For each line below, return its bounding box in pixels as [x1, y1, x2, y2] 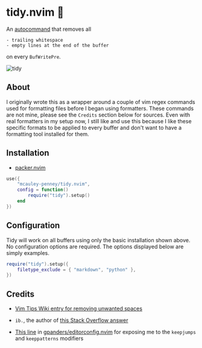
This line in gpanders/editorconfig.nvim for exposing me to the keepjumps [14, 329, 196, 336]
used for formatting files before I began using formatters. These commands [6, 105, 194, 112]
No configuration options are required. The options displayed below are [6, 243, 184, 250]
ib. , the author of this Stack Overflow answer [14, 317, 128, 324]
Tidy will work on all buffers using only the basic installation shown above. [6, 236, 191, 243]
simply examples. [6, 249, 50, 256]
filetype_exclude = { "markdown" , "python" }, [17, 266, 136, 272]
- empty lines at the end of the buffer [6, 42, 110, 48]
